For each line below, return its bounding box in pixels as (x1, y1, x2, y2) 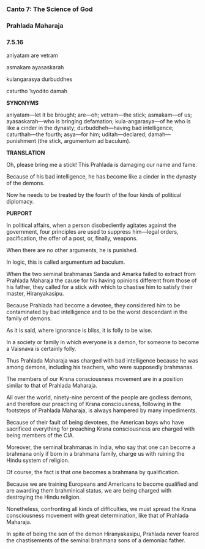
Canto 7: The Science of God (6, 5, 93, 13)
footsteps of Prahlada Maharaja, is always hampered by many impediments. (6, 407, 198, 414)
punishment (6, 137, 37, 145)
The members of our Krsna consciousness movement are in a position (6, 375, 184, 383)
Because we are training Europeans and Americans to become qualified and (6, 480, 198, 488)
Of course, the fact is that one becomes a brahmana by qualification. (6, 469, 179, 476)
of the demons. (6, 180, 45, 187)
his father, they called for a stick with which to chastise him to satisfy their (6, 283, 193, 291)
